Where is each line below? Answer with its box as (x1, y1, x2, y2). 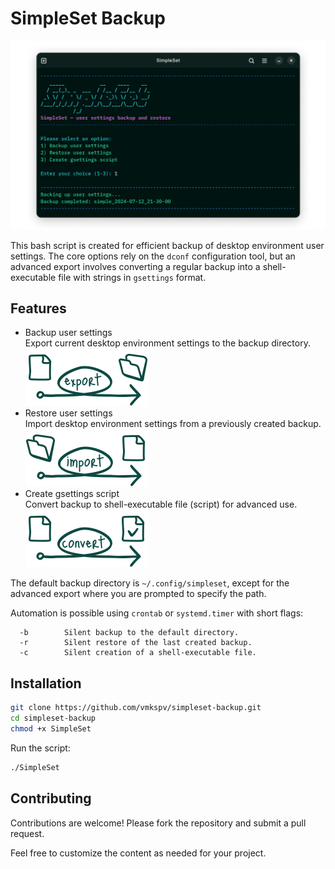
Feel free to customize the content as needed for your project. (10, 847, 267, 859)
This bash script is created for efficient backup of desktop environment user (10, 239, 325, 251)
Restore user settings (24, 407, 113, 419)
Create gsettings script (24, 488, 120, 500)
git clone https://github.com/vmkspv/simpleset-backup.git (10, 703, 262, 713)
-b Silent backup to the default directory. (19, 628, 240, 638)
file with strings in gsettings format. (58, 271, 207, 283)
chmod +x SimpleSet (10, 724, 92, 734)
